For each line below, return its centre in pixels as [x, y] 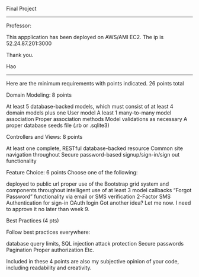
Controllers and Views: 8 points [44, 137]
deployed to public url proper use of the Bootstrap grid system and [88, 184]
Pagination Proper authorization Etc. [50, 250]
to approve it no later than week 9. [48, 209]
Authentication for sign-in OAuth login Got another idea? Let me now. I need [99, 203]
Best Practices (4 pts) [33, 221]
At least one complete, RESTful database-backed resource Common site [95, 148]
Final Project [21, 9]
